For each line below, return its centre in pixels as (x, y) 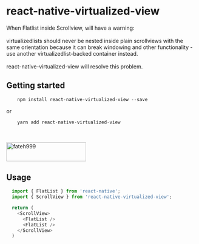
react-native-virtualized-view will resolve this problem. (75, 66)
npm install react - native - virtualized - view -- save (83, 99)
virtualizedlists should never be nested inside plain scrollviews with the (95, 41)
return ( (23, 208)
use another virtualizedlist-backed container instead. (72, 53)
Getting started (36, 86)
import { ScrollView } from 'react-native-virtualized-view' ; (92, 197)
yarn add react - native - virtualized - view (69, 122)
